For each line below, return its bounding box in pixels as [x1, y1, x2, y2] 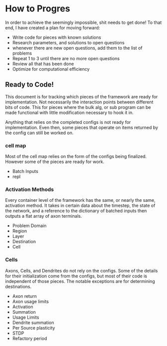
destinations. [5, 283, 32, 289]
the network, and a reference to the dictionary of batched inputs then [5, 208, 147, 214]
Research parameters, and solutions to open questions [12, 39, 125, 45]
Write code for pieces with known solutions [12, 34, 101, 40]
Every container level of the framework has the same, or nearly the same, [5, 197, 156, 203]
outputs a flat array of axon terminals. [5, 213, 82, 219]
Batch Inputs [12, 169, 39, 174]
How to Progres [5, 3, 71, 14]
